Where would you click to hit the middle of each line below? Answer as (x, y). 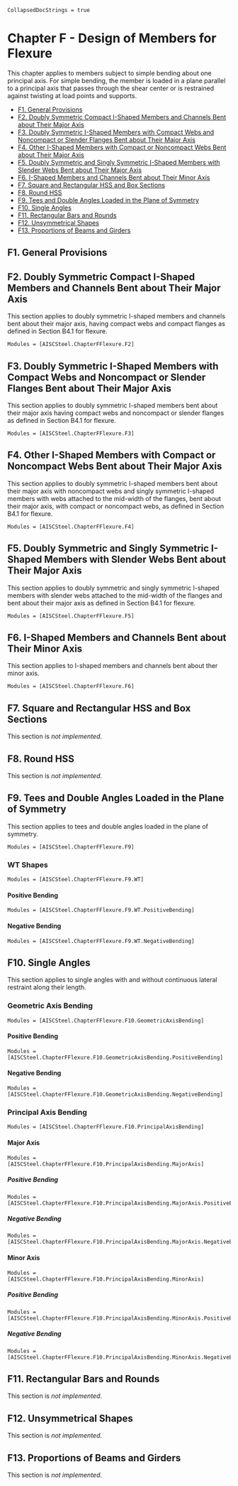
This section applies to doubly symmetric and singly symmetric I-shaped (113, 588)
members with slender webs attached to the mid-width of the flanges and (115, 595)
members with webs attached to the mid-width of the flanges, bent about (114, 498)
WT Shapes (28, 865)
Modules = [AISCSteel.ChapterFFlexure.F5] (71, 616)
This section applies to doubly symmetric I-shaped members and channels (116, 316)
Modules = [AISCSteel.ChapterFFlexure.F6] (71, 687)
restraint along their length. (47, 987)
